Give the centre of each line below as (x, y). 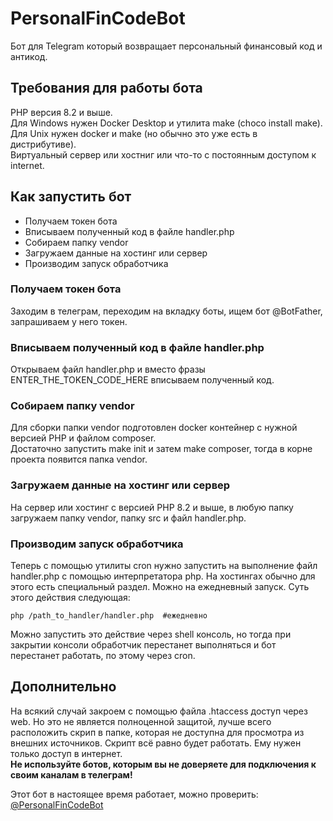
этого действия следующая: (70, 598)
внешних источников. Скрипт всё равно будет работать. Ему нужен (156, 743)
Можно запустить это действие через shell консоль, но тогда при (151, 634)
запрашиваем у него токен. (69, 321)
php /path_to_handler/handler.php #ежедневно (109, 616)
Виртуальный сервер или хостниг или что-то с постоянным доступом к (163, 154)
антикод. (29, 56)
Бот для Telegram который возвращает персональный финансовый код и (166, 46)
